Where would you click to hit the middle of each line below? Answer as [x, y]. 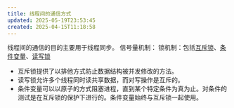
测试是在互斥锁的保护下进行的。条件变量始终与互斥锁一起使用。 [110, 97]
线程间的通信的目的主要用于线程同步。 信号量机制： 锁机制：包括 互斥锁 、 [113, 48]
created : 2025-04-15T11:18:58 [52, 27]
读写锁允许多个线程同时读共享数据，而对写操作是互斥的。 [100, 80]
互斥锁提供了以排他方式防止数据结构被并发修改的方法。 [97, 72]
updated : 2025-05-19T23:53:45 [52, 20]
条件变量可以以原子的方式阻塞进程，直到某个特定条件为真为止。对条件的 [122, 89]
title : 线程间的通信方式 [39, 14]
